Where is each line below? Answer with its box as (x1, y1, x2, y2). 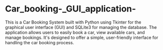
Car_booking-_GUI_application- (5, 3, 136, 14)
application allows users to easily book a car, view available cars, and (5, 29, 145, 35)
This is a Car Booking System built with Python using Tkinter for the (5, 19, 141, 25)
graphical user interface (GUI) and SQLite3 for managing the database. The (5, 24, 157, 30)
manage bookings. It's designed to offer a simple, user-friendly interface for (5, 35, 158, 40)
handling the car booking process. (5, 39, 74, 45)
